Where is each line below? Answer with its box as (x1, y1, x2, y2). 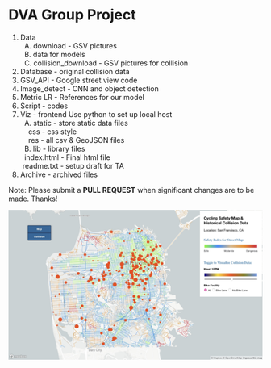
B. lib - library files (23, 144, 85, 153)
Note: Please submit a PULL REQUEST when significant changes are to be (8, 185, 255, 194)
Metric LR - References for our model (19, 92, 145, 102)
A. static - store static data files (23, 118, 129, 128)
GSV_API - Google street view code (19, 75, 138, 85)
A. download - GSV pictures (23, 40, 117, 50)
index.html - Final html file (23, 152, 110, 162)
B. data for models (23, 49, 86, 59)
